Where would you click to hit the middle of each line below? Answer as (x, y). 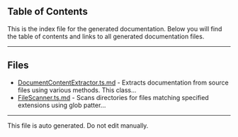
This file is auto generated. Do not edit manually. (78, 125)
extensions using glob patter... (62, 105)
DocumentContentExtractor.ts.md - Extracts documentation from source (123, 82)
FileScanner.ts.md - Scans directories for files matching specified (113, 97)
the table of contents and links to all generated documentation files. (106, 36)
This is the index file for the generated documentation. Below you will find (115, 28)
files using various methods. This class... (77, 90)
